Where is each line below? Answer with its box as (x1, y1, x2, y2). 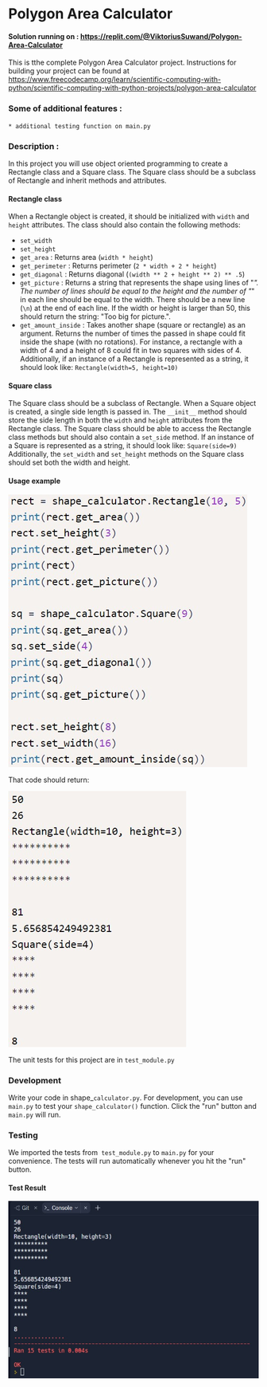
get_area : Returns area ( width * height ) (19, 253, 153, 262)
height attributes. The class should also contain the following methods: (8, 220, 241, 230)
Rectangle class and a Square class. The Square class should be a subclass (8, 167, 257, 176)
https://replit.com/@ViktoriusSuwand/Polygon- (79, 31, 242, 41)
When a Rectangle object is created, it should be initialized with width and (8, 212, 250, 222)
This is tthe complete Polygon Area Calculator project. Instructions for (8, 57, 237, 68)
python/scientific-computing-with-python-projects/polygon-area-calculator (8, 83, 257, 92)
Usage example (8, 476, 61, 485)
